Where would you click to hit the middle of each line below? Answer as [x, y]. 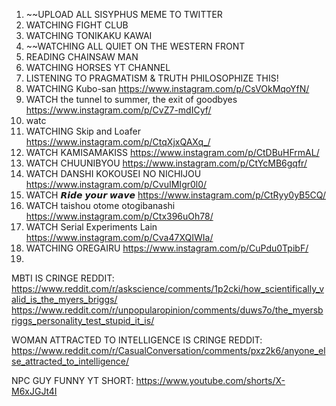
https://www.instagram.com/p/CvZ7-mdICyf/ [118, 110]
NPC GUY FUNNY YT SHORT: [72, 380]
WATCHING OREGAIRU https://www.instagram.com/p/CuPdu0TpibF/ [167, 248]
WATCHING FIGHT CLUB [77, 25]
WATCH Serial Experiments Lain [91, 227]
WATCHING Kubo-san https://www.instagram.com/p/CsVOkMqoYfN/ [167, 88]
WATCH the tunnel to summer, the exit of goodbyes [131, 99]
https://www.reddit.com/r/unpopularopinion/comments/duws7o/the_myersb [167, 310]
